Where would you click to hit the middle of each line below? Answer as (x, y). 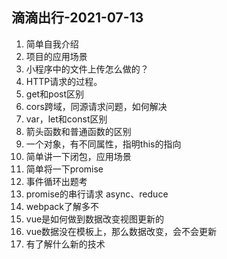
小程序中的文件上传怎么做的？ (87, 69)
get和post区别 (55, 94)
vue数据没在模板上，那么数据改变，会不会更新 (121, 231)
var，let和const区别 (66, 119)
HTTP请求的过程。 (64, 81)
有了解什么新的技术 (65, 244)
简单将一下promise (64, 169)
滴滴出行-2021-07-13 (77, 18)
